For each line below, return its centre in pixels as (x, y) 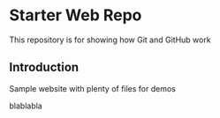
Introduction (44, 67)
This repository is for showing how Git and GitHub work (110, 40)
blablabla (26, 106)
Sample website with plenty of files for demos (93, 88)
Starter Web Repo (76, 15)
